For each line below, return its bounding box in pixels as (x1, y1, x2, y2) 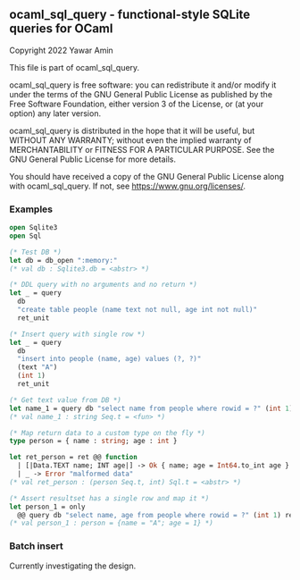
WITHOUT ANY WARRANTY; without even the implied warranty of (9, 134, 252, 146)
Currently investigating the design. (9, 560, 137, 571)
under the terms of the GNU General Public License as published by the (9, 88, 273, 99)
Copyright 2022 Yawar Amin (9, 45, 113, 55)
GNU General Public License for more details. (9, 154, 177, 164)
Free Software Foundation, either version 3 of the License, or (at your (9, 98, 264, 109)
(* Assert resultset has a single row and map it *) (9, 493, 210, 503)
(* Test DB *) (9, 248, 62, 256)
